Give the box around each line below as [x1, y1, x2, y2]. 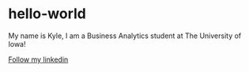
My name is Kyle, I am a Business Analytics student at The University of [8, 31, 242, 40]
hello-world [8, 5, 87, 23]
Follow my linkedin [8, 55, 69, 64]
